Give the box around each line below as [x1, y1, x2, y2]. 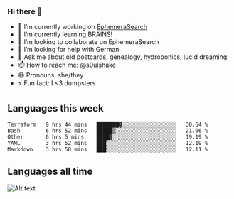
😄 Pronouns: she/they [17, 71, 84, 80]
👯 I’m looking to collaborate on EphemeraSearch [17, 38, 159, 46]
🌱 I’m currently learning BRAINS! [17, 30, 112, 38]
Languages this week [7, 102, 105, 114]
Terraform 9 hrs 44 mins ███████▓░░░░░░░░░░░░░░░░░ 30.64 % [7, 121, 208, 129]
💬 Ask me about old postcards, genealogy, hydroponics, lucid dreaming [17, 53, 228, 61]
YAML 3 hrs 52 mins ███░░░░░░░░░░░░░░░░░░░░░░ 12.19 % [7, 140, 208, 147]
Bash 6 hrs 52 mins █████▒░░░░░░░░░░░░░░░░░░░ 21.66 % [7, 127, 208, 134]
